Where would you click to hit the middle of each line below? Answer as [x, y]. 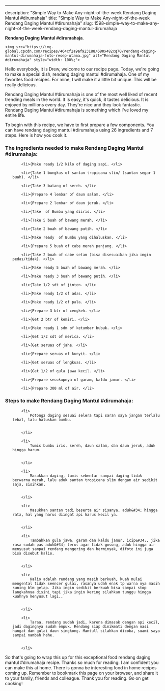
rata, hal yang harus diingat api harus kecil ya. [65, 514]
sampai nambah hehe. [33, 635]
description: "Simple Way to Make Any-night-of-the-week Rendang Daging [81, 13]
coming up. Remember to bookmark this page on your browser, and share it [82, 673]
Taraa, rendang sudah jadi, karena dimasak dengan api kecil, [95, 622]
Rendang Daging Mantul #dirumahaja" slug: [49, 23]
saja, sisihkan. [29, 484]
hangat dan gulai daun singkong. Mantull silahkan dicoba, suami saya [86, 631]
